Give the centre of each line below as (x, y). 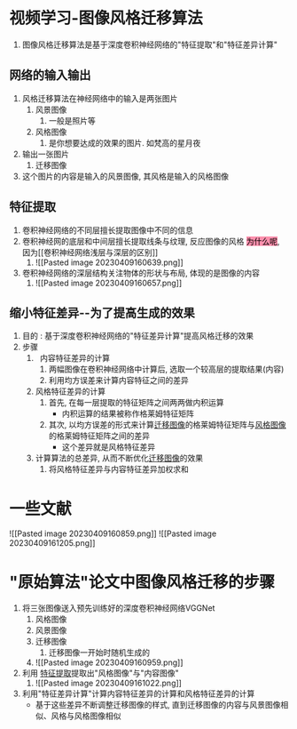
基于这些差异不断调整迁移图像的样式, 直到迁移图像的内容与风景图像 (158, 705)
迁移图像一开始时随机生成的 (99, 653)
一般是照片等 (72, 120)
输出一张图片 (45, 154)
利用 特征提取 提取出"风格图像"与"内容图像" (100, 673)
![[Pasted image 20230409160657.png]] (109, 283)
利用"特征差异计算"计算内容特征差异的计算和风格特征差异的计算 (138, 693)
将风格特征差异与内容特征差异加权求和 (118, 469)
